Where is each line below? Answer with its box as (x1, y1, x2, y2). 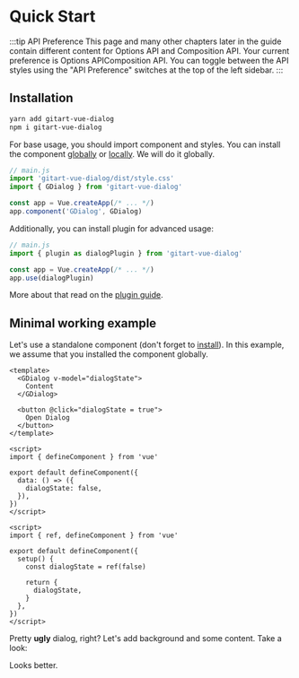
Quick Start (9, 6, 96, 27)
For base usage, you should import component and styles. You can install (9, 139, 281, 150)
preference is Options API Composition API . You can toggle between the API (9, 55, 289, 65)
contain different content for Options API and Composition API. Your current (9, 45, 290, 56)
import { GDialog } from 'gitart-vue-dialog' (9, 182, 182, 192)
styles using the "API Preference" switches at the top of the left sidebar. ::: (9, 65, 284, 75)
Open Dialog (25, 413, 70, 422)
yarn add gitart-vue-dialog (9, 114, 115, 123)
